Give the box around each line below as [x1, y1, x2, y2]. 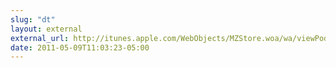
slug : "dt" [10, 14, 56, 25]
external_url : [10, 33, 70, 43]
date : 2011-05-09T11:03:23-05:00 [10, 42, 150, 53]
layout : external [10, 24, 83, 34]
